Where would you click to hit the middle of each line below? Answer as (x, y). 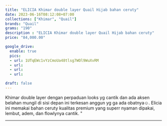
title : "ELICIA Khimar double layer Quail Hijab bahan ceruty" (72, 10)
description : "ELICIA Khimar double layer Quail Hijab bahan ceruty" (80, 33)
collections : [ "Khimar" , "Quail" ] (41, 19)
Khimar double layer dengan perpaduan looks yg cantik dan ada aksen (78, 97)
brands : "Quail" (22, 24)
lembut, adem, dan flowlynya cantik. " (44, 113)
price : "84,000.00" (25, 38)
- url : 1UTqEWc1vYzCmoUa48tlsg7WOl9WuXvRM (54, 60)
